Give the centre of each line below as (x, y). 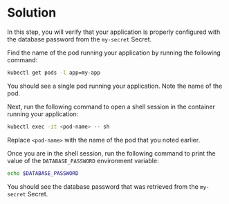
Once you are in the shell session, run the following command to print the (111, 153)
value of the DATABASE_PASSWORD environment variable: (83, 160)
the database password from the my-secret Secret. (80, 39)
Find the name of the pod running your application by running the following (114, 53)
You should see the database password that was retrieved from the (103, 186)
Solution (32, 13)
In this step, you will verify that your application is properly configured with (114, 32)
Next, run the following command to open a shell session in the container (111, 106)
